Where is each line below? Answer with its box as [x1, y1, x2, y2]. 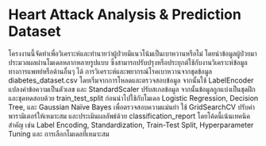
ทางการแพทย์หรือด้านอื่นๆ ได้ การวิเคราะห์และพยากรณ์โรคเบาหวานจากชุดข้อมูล [8, 66, 213, 76]
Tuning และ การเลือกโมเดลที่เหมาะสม [8, 129, 110, 138]
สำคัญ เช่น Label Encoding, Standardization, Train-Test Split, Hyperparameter [8, 120, 254, 129]
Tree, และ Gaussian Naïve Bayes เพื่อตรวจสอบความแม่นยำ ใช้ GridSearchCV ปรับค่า [8, 102, 256, 112]
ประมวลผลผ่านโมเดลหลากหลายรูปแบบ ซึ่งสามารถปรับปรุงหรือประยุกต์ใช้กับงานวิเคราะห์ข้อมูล [8, 57, 248, 67]
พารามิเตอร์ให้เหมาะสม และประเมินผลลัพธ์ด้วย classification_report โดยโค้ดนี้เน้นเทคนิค [8, 111, 250, 121]
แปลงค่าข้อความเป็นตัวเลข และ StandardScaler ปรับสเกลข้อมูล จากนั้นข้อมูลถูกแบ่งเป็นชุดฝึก [8, 84, 256, 94]
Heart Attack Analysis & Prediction [8, 6, 242, 24]
